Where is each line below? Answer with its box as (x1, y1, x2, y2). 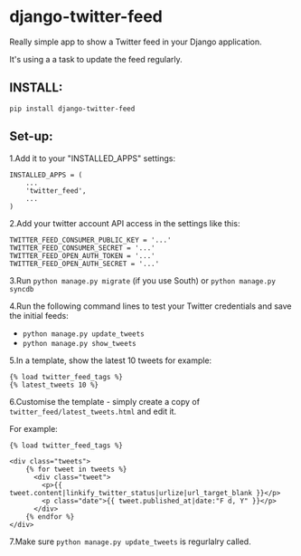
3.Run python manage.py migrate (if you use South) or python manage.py (9, 274, 276, 286)
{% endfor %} (25, 512, 75, 522)
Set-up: (9, 129, 53, 144)
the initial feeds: (9, 310, 70, 321)
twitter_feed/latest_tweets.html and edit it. (9, 406, 177, 417)
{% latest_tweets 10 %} (9, 380, 99, 389)
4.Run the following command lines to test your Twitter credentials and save (9, 301, 292, 312)
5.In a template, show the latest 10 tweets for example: (9, 355, 212, 366)
